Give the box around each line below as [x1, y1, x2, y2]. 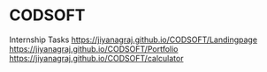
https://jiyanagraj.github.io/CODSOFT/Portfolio [9, 43, 179, 54]
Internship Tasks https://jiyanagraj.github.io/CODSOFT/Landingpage [9, 34, 258, 45]
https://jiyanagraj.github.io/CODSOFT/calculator [9, 53, 184, 63]
